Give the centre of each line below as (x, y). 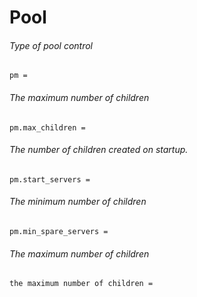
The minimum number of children (78, 202)
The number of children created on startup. (99, 150)
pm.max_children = (47, 127)
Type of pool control (51, 45)
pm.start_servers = (50, 179)
